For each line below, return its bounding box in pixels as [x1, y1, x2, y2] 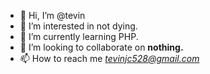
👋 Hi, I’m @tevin [19, 10, 86, 21]
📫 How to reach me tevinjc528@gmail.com [19, 53, 200, 64]
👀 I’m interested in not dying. [19, 20, 138, 32]
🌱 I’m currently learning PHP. [19, 31, 139, 42]
